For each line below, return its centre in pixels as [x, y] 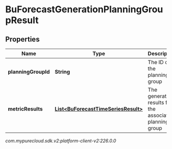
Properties [23, 39]
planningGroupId [29, 72]
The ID [156, 62]
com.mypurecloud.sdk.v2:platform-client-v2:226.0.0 [61, 141]
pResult [22, 20]
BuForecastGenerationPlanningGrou [84, 9]
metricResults [25, 109]
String [62, 72]
